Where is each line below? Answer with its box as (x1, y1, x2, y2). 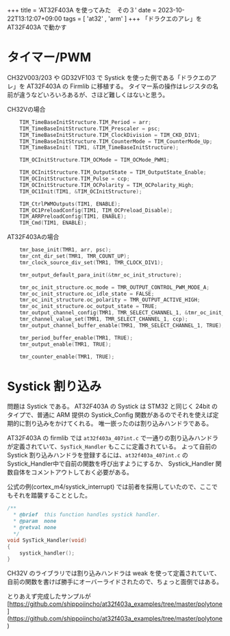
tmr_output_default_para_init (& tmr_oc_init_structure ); (19, 271, 183, 279)
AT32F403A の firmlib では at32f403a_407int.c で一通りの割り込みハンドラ (7, 434, 219, 442)
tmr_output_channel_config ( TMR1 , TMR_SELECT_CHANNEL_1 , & (19, 309, 188, 316)
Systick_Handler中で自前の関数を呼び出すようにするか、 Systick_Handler (7, 459, 214, 468)
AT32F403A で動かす (7, 23, 67, 31)
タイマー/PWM (7, 50, 92, 65)
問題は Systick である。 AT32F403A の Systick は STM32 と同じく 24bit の (7, 403, 218, 411)
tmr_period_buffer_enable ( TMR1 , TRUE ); (19, 334, 133, 341)
